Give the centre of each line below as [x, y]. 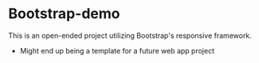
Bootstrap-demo [64, 14]
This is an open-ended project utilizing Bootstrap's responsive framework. [130, 35]
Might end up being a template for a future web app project [117, 50]
